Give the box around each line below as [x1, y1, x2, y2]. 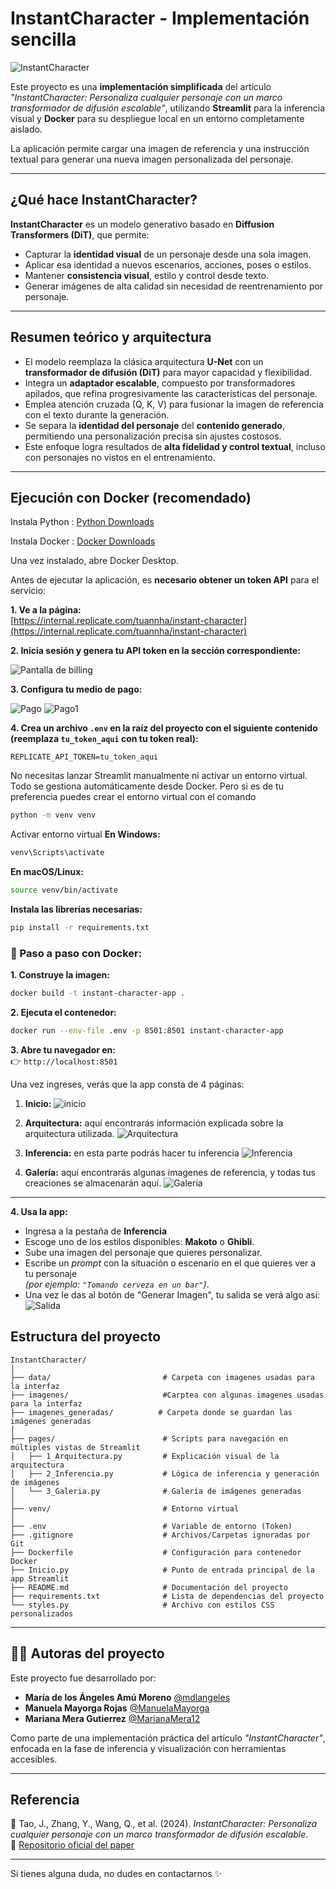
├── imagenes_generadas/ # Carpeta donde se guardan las [10, 1407, 293, 1417]
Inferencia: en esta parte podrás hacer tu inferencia [24, 1147, 240, 1159]
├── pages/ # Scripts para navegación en [10, 1433, 288, 1444]
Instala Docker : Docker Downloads [10, 535, 156, 547]
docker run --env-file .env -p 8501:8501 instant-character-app [10, 1026, 284, 1036]
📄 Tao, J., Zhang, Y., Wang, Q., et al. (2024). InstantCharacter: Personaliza [10, 1818, 317, 1830]
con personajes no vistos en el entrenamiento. [24, 451, 216, 463]
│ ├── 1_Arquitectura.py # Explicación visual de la [10, 1451, 280, 1461]
